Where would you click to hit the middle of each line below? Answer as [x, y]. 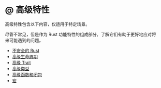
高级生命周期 [25, 56]
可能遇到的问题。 [26, 40]
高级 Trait [22, 63]
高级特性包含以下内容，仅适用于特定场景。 [47, 24]
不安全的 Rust [26, 50]
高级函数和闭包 [27, 75]
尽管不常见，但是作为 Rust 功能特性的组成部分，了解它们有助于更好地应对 [79, 34]
